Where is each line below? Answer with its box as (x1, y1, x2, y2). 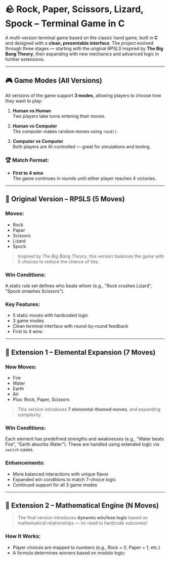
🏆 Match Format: (5, 157, 50, 164)
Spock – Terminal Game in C (5, 18, 125, 29)
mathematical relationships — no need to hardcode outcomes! (17, 520, 148, 526)
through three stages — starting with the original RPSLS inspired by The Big (5, 45, 163, 51)
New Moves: (5, 363, 37, 370)
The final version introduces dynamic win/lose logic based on (17, 515, 148, 521)
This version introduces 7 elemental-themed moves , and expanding (17, 407, 161, 413)
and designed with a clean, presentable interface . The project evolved (5, 40, 154, 46)
